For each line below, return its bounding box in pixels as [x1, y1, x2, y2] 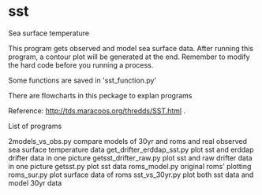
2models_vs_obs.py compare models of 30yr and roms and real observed [8, 136, 247, 145]
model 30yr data [8, 178, 62, 187]
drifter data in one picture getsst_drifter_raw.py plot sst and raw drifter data [8, 153, 253, 163]
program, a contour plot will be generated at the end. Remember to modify [8, 52, 250, 61]
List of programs [8, 121, 62, 131]
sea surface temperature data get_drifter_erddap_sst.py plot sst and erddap [8, 145, 254, 154]
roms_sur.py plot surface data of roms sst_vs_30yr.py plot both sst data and [8, 170, 254, 179]
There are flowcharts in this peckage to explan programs [8, 90, 193, 100]
